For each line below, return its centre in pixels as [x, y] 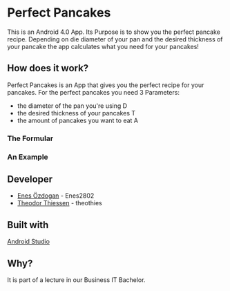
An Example [28, 157]
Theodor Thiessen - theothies [59, 203]
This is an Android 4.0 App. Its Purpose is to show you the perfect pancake [114, 32]
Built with [28, 225]
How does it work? [48, 68]
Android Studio [29, 242]
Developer [30, 179]
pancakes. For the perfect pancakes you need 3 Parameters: [93, 92]
